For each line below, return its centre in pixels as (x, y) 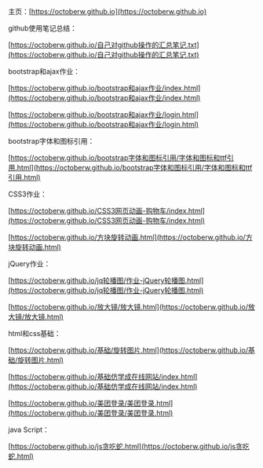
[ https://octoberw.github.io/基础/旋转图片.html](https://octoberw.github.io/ (128, 350)
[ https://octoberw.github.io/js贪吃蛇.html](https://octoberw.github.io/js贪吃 (129, 446)
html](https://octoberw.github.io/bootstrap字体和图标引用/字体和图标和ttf (135, 168)
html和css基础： (35, 333)
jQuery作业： (29, 264)
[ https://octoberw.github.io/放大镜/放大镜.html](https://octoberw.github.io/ (128, 307)
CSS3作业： (27, 194)
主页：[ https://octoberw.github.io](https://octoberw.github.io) (108, 11)
